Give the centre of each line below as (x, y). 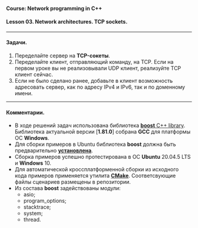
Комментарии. (25, 112)
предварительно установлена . (54, 151)
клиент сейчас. (34, 74)
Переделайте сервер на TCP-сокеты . (62, 56)
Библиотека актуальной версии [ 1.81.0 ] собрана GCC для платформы (102, 132)
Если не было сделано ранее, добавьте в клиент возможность (93, 81)
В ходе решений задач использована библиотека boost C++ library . (100, 126)
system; (33, 213)
